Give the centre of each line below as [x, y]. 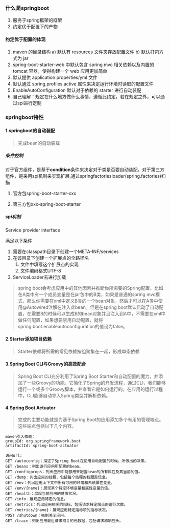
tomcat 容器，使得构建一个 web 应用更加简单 [60, 71]
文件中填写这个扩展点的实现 [50, 264]
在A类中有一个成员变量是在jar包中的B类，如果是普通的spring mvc [87, 294]
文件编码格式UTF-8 [41, 270]
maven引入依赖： [21, 437]
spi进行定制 [29, 103]
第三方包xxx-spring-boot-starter [47, 204]
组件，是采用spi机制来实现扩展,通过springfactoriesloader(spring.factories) [83, 176]
